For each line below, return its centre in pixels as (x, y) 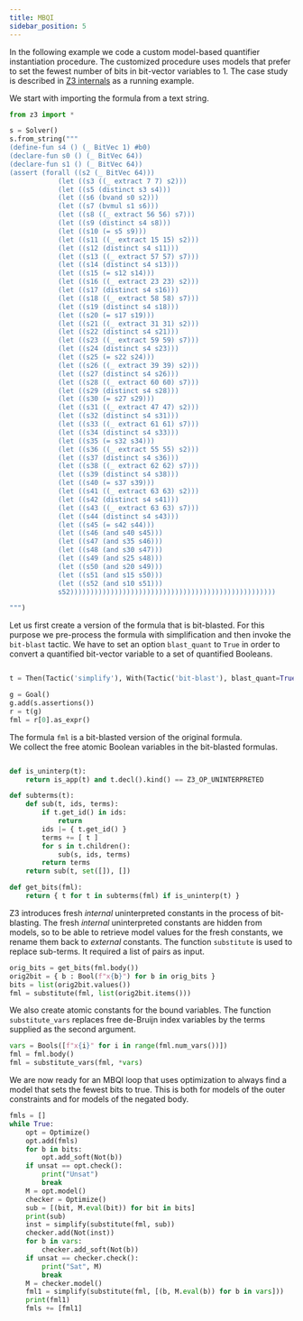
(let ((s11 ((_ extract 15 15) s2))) (129, 240)
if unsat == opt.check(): (74, 1166)
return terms (66, 863)
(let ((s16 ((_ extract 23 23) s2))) (129, 282)
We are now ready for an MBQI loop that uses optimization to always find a (148, 1080)
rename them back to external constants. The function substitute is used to (151, 941)
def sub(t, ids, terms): (72, 804)
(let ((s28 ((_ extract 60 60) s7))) (129, 382)
